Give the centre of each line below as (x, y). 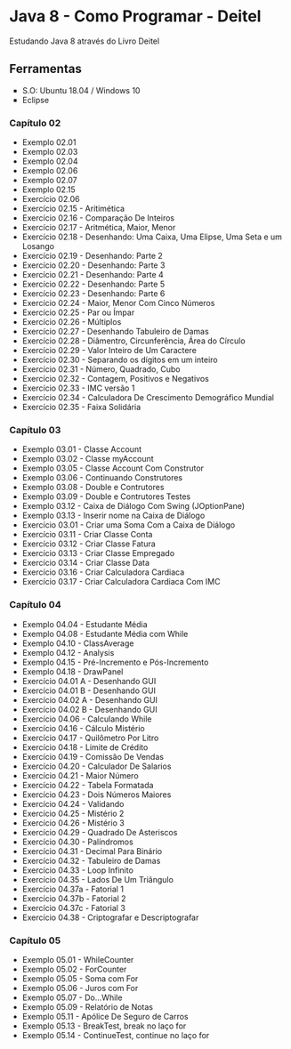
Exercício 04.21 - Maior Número (81, 775)
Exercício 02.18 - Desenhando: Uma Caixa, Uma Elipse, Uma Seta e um (152, 237)
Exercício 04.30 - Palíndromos (77, 842)
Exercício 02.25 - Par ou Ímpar (78, 312)
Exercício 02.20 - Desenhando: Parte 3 (93, 265)
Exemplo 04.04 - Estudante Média (85, 624)
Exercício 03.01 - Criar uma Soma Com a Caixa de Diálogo (129, 525)
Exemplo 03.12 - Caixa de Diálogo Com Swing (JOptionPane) (133, 506)
